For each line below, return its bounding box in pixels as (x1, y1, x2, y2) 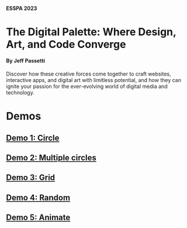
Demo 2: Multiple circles (6, 152, 96, 162)
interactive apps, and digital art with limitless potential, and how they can (6, 76, 181, 83)
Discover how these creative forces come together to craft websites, (6, 70, 171, 77)
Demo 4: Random (6, 192, 71, 202)
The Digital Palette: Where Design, (6, 25, 176, 38)
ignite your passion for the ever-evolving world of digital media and (6, 83, 168, 90)
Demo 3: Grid (6, 173, 56, 183)
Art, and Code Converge (6, 38, 126, 51)
